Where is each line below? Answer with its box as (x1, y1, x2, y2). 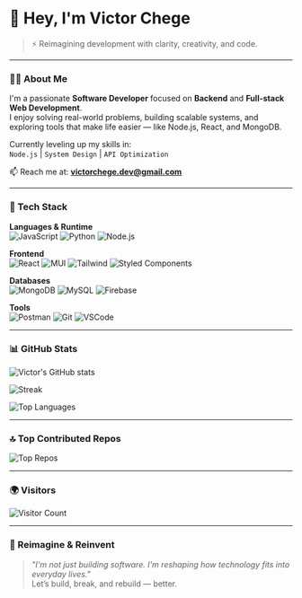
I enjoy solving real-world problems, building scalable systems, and (9, 112, 259, 123)
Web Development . (9, 102, 83, 113)
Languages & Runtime (9, 221, 93, 232)
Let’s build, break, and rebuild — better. (31, 578, 178, 589)
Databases (9, 275, 51, 286)
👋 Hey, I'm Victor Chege (9, 8, 191, 29)
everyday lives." (31, 568, 92, 579)
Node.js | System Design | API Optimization (9, 148, 169, 160)
